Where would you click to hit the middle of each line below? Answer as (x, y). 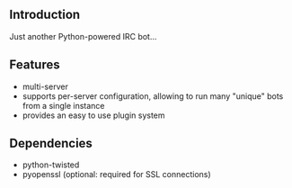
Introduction (45, 15)
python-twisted (51, 165)
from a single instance (63, 105)
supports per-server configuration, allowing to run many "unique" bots (153, 96)
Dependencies (51, 143)
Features (35, 65)
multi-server (45, 86)
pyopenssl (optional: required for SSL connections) (116, 175)
